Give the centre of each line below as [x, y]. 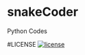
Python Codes [27, 31]
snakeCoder [43, 12]
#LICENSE [22, 44]
